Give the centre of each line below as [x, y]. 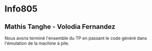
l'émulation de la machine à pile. [37, 43]
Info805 [21, 9]
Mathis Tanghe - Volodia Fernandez [60, 27]
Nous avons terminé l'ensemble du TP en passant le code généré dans [76, 38]
